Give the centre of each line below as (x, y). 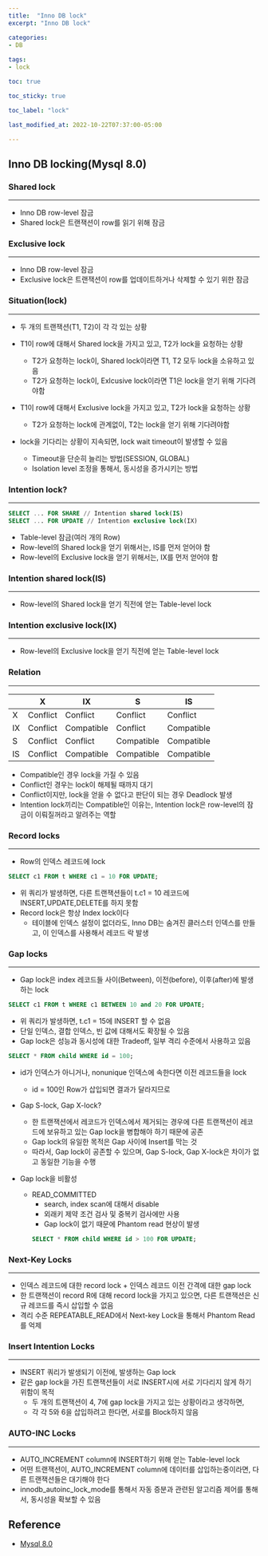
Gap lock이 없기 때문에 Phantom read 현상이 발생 (122, 1224)
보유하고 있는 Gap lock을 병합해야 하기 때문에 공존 (125, 1131)
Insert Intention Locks (52, 1346)
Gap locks (28, 954)
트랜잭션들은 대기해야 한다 (69, 1479)
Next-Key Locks (40, 1259)
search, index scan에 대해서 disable (101, 1204)
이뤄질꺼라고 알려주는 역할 (75, 814)
